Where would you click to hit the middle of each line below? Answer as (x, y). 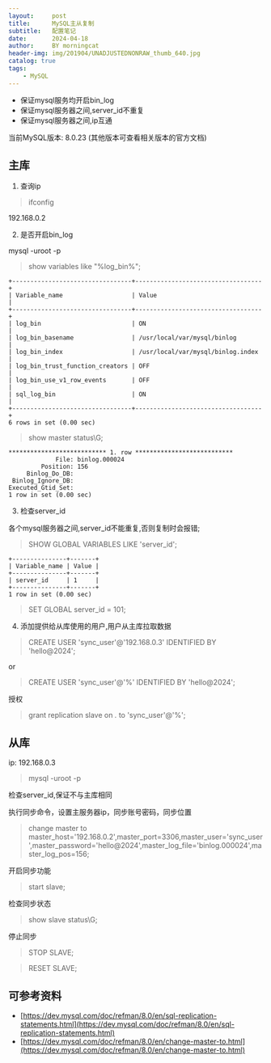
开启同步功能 (30, 871)
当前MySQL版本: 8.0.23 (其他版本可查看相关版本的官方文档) (108, 137)
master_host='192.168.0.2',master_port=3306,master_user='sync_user (145, 837)
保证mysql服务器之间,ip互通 (66, 120)
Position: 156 (65, 467)
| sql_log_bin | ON (78, 394)
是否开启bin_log (47, 234)
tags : (17, 69)
